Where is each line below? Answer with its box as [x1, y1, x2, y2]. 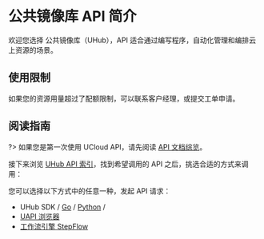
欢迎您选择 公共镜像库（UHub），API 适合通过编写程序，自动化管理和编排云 [8, 35, 256, 45]
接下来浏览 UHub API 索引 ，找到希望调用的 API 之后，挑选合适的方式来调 [8, 159, 250, 169]
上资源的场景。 [8, 45, 58, 54]
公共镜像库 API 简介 [8, 7, 138, 26]
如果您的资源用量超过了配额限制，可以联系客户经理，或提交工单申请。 [8, 94, 240, 103]
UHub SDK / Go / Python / [19, 201, 106, 212]
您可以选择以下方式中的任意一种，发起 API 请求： [8, 185, 171, 196]
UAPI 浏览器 [19, 211, 60, 221]
